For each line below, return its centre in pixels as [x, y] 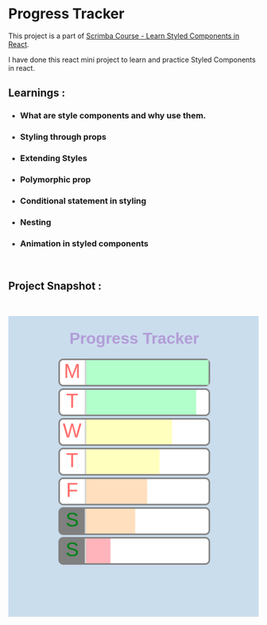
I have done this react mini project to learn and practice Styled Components [132, 60]
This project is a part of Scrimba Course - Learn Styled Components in [124, 36]
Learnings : [37, 93]
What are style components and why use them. [113, 116]
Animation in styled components [84, 243]
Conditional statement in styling [83, 201]
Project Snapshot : [55, 285]
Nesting [35, 222]
